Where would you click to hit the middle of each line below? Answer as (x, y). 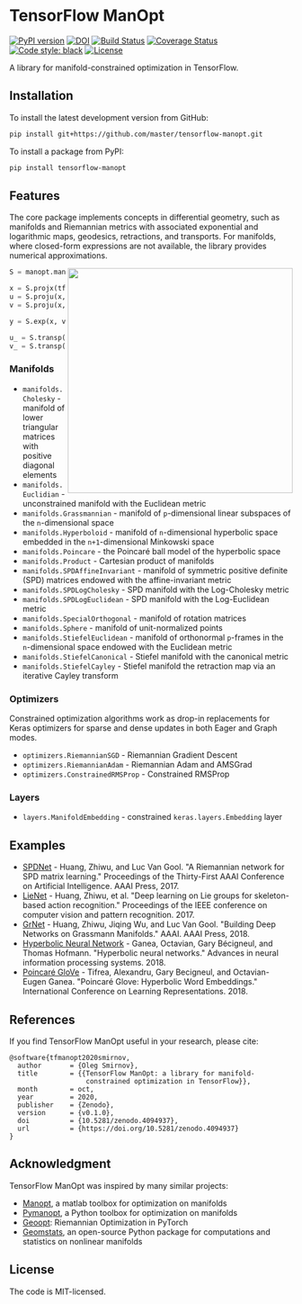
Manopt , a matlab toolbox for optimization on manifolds (124, 1203)
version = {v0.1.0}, (66, 1112)
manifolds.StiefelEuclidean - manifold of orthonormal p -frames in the (153, 637)
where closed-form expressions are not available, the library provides (138, 246)
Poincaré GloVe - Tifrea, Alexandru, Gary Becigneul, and (127, 972)
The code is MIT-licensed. (58, 1291)
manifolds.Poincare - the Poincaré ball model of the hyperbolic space (151, 551)
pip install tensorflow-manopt (68, 167)
